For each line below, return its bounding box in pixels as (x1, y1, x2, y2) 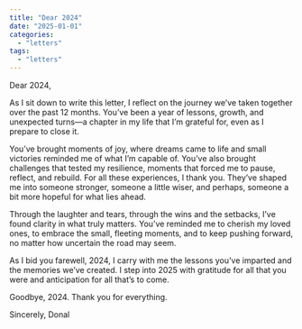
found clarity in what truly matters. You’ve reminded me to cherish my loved (9, 218, 291, 229)
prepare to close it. (9, 126, 79, 136)
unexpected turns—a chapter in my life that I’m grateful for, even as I (9, 116, 264, 127)
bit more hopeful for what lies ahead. (9, 191, 147, 202)
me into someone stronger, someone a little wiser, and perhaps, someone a (9, 182, 289, 192)
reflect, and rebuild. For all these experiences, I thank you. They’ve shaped (9, 172, 287, 183)
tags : (9, 47, 30, 56)
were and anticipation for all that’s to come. (9, 274, 169, 285)
